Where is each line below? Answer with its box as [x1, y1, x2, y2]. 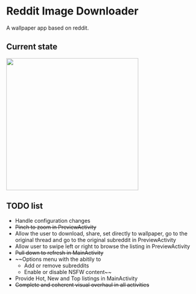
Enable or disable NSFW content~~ [24, 268, 112, 275]
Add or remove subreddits [24, 261, 89, 269]
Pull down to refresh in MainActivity [14, 249, 104, 256]
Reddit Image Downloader [6, 4, 139, 18]
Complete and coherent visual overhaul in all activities [14, 281, 150, 288]
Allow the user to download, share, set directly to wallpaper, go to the [14, 229, 188, 237]
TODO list [6, 201, 43, 211]
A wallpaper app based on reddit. [6, 24, 89, 31]
